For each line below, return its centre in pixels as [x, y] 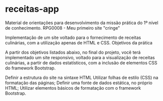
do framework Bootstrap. [30, 68]
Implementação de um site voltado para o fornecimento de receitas [73, 37]
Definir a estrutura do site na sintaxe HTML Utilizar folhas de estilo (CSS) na [82, 77]
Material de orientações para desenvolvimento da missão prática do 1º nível [82, 23]
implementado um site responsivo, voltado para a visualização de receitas [80, 57]
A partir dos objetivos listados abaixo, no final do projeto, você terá [73, 52]
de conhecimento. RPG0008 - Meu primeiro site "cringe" [63, 28]
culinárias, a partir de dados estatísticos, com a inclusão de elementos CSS [81, 63]
